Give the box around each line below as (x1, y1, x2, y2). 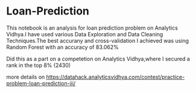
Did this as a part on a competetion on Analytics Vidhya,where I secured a (6, 55, 190, 62)
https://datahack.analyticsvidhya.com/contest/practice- (46, 73, 185, 80)
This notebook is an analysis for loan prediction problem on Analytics (6, 24, 178, 31)
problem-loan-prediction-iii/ (6, 80, 76, 87)
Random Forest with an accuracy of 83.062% (6, 43, 119, 51)
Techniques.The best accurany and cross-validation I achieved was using (6, 37, 189, 44)
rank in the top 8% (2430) (6, 62, 71, 69)
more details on (6, 73, 45, 80)
